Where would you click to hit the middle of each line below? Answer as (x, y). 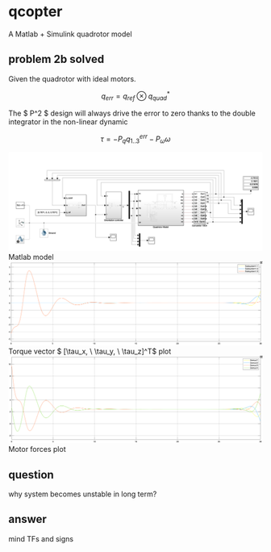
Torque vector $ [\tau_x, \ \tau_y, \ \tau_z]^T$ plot (90, 351)
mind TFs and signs (41, 538)
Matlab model (31, 257)
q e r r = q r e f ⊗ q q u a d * (135, 96)
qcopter (35, 12)
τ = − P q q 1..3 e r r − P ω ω (135, 139)
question (31, 475)
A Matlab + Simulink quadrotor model (70, 34)
